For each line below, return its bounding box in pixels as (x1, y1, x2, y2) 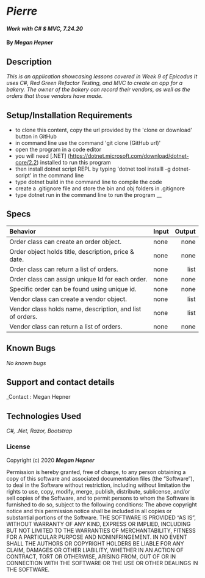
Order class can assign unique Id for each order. (9, 275, 148, 283)
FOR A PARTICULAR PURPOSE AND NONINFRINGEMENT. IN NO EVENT (6, 533, 187, 541)
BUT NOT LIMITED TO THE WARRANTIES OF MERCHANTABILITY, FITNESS (6, 527, 196, 534)
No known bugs (6, 359, 46, 366)
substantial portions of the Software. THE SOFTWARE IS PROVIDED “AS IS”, (6, 514, 196, 521)
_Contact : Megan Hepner (6, 393, 71, 401)
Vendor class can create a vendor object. (9, 295, 127, 303)
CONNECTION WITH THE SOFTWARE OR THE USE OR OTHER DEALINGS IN (6, 559, 198, 566)
